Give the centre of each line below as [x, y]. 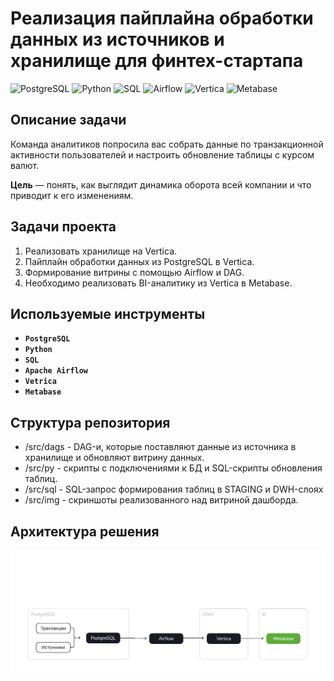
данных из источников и [117, 39]
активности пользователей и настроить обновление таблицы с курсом [162, 154]
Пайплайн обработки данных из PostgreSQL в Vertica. [139, 261]
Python [38, 350]
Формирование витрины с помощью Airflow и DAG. [134, 272]
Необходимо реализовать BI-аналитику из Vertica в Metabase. [158, 283]
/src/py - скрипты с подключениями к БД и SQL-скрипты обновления [173, 468]
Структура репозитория [90, 422]
